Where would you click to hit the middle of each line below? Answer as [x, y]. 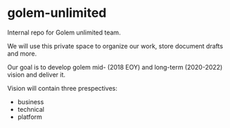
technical [31, 109]
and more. [22, 53]
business [31, 102]
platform [30, 117]
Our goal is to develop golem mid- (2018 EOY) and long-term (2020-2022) [115, 67]
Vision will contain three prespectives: [62, 88]
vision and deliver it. [36, 75]
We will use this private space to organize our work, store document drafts [115, 46]
